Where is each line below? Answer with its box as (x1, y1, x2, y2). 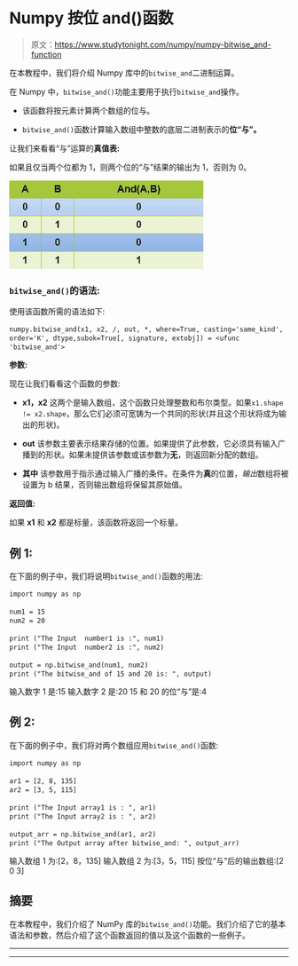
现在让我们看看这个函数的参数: (9, 378, 122, 389)
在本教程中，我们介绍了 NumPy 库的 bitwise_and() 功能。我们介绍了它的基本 (9, 918, 286, 929)
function (30, 49, 62, 59)
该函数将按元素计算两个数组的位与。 (21, 105, 155, 115)
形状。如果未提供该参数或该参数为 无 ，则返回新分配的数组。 (45, 449, 263, 460)
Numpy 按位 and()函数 (9, 8, 175, 28)
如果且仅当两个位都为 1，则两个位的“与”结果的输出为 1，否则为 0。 (9, 162, 252, 172)
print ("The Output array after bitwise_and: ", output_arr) (9, 838, 240, 848)
